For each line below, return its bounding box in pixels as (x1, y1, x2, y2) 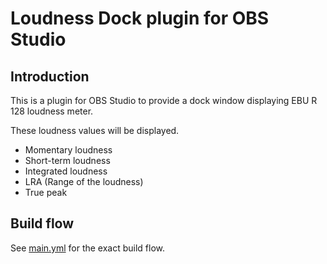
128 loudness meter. (10, 105, 94, 117)
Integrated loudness (24, 165, 108, 177)
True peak (24, 187, 68, 198)
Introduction (10, 68, 90, 85)
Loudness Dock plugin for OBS (10, 7, 270, 30)
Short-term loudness (24, 155, 111, 166)
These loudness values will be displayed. (10, 125, 180, 136)
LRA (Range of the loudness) (24, 176, 144, 187)
